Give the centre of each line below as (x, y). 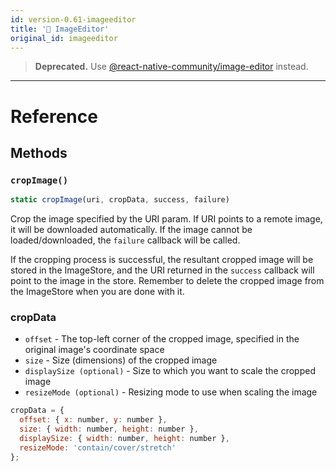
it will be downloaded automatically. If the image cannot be (131, 230)
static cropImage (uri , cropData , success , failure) (120, 200)
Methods (39, 152)
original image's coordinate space (94, 350)
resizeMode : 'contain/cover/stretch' (98, 447)
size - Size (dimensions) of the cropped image (121, 360)
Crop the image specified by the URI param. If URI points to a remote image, (166, 219)
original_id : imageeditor (64, 38)
